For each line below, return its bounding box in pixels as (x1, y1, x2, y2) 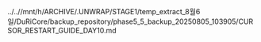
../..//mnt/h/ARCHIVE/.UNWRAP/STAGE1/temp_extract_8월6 (7, 7, 201, 16)
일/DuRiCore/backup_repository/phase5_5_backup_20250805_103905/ (7, 17, 239, 26)
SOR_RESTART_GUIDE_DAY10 (7, 26, 105, 35)
